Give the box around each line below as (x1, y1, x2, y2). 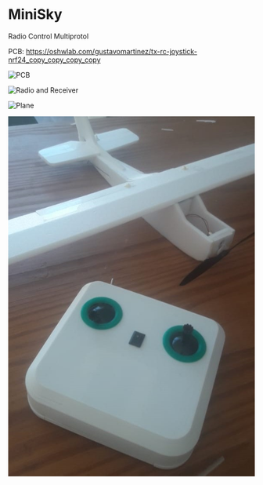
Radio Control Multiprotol (8, 31, 89, 41)
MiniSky (8, 5, 63, 24)
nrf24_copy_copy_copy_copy (8, 55, 101, 64)
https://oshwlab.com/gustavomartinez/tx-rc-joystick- (26, 46, 198, 56)
